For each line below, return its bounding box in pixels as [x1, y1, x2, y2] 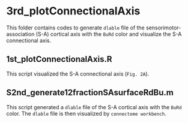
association [6, 30, 35, 37]
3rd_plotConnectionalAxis [6, 4, 141, 18]
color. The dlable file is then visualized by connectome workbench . [6, 110, 166, 117]
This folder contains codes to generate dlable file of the [6, 24, 145, 31]
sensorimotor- [146, 24, 181, 31]
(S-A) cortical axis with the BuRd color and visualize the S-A [35, 30, 182, 37]
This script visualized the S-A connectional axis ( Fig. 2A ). [6, 70, 150, 77]
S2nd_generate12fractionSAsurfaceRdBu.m [6, 88, 174, 98]
